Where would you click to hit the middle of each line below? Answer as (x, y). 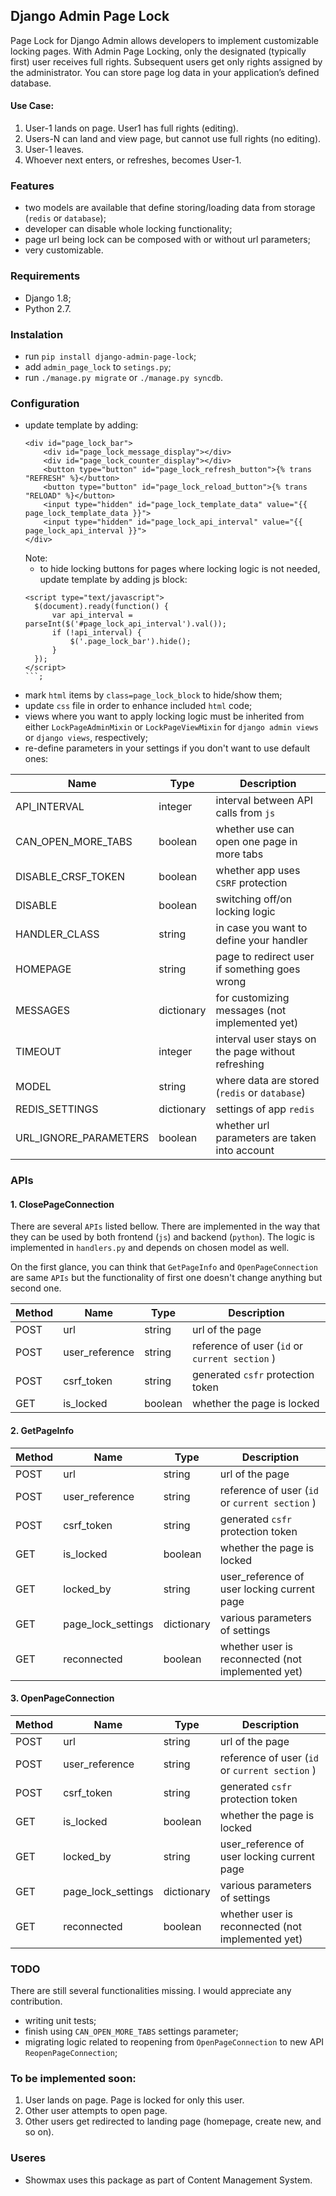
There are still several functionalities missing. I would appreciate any (151, 1991)
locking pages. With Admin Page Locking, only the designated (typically (158, 51)
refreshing (240, 1064)
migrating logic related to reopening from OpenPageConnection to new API (174, 2042)
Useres (28, 2158)
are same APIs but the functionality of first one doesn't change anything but (166, 1278)
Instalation (37, 334)
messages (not (251, 1011)
